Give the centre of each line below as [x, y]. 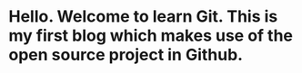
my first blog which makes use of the [151, 36]
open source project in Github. [126, 55]
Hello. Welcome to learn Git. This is [143, 17]
